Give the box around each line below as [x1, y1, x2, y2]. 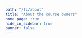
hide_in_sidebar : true [5, 21, 53, 26]
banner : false [5, 26, 35, 31]
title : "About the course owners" [5, 12, 78, 17]
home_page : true [5, 16, 39, 21]
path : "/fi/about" [5, 7, 44, 12]
